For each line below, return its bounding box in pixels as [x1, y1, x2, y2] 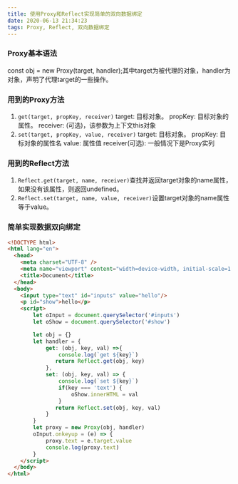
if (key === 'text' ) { [58, 384, 123, 391]
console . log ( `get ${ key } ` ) [58, 351, 139, 359]
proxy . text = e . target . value [45, 437, 133, 444]
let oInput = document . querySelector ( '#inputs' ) [33, 311, 180, 319]
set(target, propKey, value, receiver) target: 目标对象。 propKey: [17, 130, 219, 138]
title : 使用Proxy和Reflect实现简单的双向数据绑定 [7, 10, 143, 18]
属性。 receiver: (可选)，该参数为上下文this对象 [17, 120, 157, 129]
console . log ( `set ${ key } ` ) [58, 378, 139, 385]
